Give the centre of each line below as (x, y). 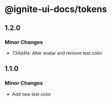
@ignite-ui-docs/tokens (56, 9)
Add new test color (31, 94)
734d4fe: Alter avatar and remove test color (57, 53)
